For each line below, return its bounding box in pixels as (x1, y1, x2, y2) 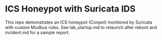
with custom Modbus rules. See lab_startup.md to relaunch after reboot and (5, 24, 157, 30)
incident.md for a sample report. (5, 29, 70, 35)
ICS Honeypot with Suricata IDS (5, 3, 136, 14)
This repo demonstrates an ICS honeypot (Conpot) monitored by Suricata (5, 19, 153, 25)
